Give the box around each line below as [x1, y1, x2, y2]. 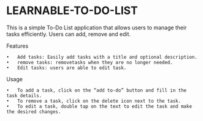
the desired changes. [6, 108, 62, 115]
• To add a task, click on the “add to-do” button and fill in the [6, 87, 187, 94]
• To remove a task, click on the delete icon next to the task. [6, 98, 182, 104]
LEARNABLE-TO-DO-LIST [6, 4, 138, 18]
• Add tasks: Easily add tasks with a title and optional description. [6, 54, 198, 60]
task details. [6, 92, 43, 98]
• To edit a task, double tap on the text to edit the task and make [6, 103, 192, 109]
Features [6, 42, 29, 50]
